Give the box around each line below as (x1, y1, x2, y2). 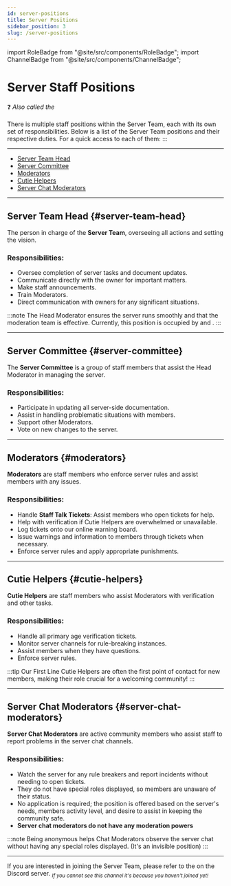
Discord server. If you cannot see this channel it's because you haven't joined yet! (7, 869, 209, 879)
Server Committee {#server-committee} (7, 345, 184, 357)
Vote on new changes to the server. (16, 425, 118, 434)
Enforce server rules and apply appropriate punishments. (16, 547, 179, 555)
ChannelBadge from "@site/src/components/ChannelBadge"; (7, 56, 181, 64)
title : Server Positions (7, 17, 78, 23)
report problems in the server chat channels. (7, 737, 133, 745)
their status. (16, 792, 52, 800)
